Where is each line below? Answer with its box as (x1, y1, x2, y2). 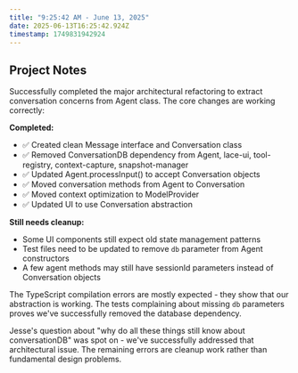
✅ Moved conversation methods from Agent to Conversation (21, 179, 245, 190)
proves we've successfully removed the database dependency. (9, 308, 243, 319)
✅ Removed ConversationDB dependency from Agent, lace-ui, (21, 150, 252, 160)
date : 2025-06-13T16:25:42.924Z (9, 21, 129, 30)
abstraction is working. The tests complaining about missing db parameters (9, 299, 286, 310)
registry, (21, 159, 54, 170)
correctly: (9, 105, 46, 116)
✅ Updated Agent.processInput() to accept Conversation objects (21, 169, 261, 180)
